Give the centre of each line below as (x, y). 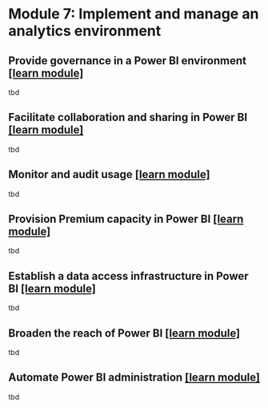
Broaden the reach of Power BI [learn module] (124, 333)
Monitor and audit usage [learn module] (109, 174)
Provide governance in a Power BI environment (127, 61)
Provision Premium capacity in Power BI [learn (126, 219)
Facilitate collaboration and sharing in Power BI (128, 117)
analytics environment (85, 31)
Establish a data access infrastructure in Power (129, 276)
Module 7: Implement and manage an (134, 14)
